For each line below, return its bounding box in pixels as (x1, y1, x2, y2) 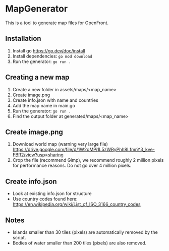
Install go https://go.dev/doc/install (12, 47, 85, 53)
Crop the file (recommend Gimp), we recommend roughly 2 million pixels (12, 157, 164, 163)
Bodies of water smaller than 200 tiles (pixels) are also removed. (12, 240, 147, 246)
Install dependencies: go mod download (12, 53, 92, 59)
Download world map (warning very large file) (12, 141, 108, 147)
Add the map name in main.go (12, 102, 76, 108)
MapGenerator (5, 3, 68, 15)
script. (12, 235, 26, 240)
